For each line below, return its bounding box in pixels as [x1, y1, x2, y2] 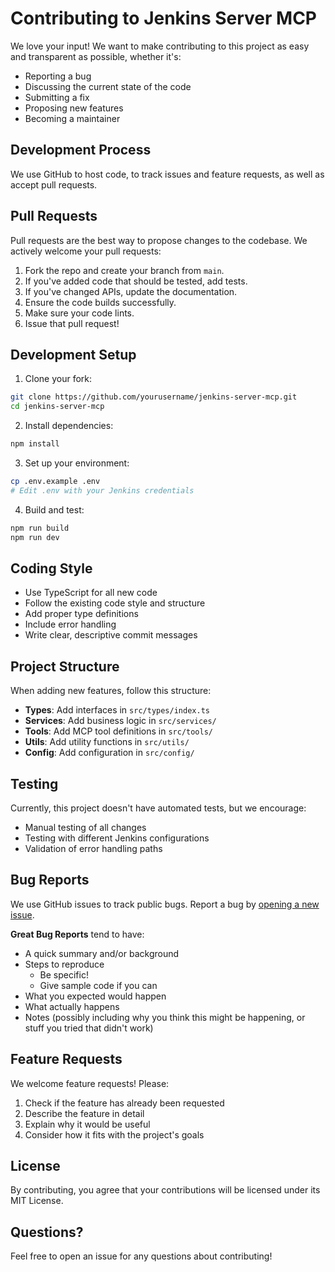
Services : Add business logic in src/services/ [24, 715, 217, 727]
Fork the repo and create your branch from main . [24, 264, 225, 276]
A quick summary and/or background [24, 947, 180, 959]
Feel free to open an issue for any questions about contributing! [10, 1250, 273, 1262]
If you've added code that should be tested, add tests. [24, 275, 248, 287]
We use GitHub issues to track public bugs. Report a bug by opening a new [10, 898, 320, 910]
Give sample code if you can [39, 979, 158, 991]
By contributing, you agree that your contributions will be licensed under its [10, 1184, 321, 1196]
